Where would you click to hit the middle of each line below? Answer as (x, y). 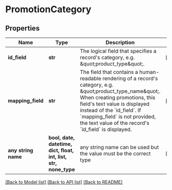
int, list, (58, 157)
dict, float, (61, 150)
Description (120, 43)
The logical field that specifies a (118, 51)
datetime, (60, 144)
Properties (23, 28)
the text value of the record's (115, 123)
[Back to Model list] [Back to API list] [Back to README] (64, 182)
